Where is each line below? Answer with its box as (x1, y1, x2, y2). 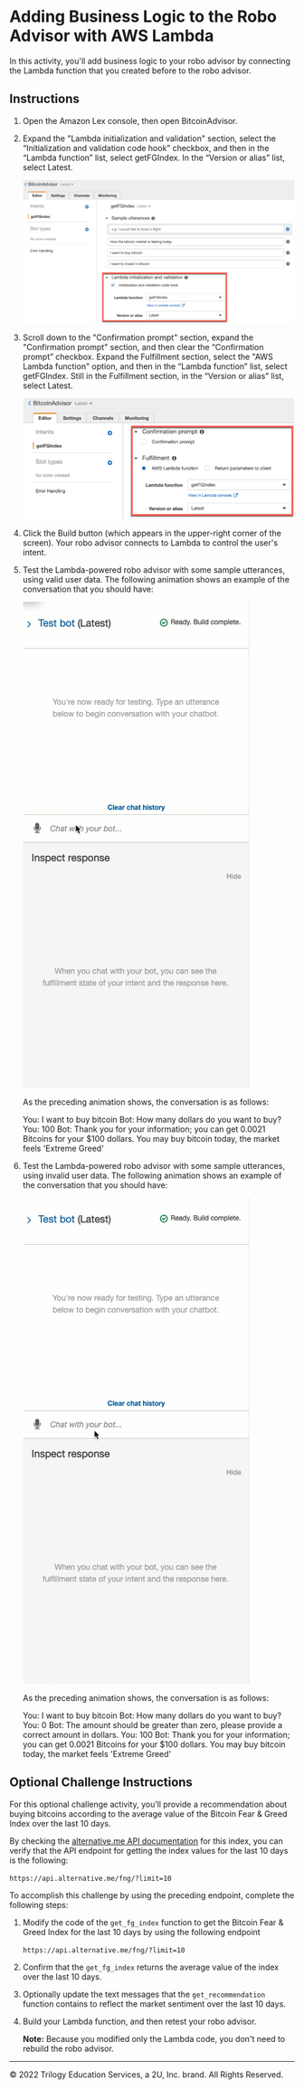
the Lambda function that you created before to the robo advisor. (9, 65, 252, 76)
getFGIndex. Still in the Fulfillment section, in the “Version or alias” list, (22, 371, 285, 382)
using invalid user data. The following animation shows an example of (22, 1170, 282, 1181)
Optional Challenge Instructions (9, 1775, 193, 1790)
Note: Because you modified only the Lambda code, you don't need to (22, 2033, 286, 2044)
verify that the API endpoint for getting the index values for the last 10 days (9, 1845, 289, 1856)
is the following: (9, 1855, 69, 1866)
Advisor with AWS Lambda (9, 25, 214, 46)
